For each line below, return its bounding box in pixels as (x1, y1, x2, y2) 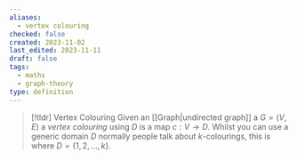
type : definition (9, 87, 74, 96)
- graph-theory (17, 79, 74, 88)
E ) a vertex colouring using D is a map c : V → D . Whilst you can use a (30, 121, 289, 132)
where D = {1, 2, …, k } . (30, 140, 111, 151)
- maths (17, 71, 46, 80)
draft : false (9, 54, 58, 63)
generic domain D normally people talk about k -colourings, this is (30, 131, 271, 141)
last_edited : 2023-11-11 (9, 46, 101, 55)
